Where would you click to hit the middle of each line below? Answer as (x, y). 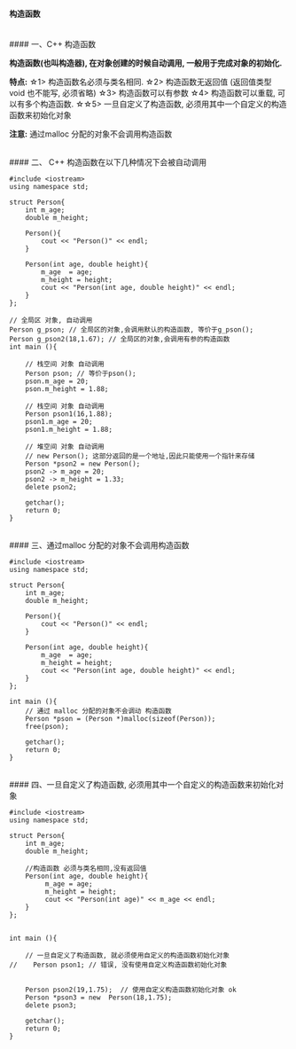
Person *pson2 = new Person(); (83, 464)
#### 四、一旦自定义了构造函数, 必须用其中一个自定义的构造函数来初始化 (143, 785)
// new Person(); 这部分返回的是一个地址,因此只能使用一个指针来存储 (140, 457)
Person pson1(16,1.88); (69, 414)
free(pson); (47, 727)
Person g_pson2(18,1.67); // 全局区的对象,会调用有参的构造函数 (120, 340)
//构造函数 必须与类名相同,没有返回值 (86, 869)
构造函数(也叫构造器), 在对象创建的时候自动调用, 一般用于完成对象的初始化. (146, 63)
